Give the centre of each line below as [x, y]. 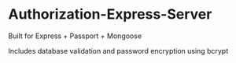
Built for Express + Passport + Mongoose [75, 36]
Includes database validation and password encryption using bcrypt [118, 51]
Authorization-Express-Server [110, 14]
